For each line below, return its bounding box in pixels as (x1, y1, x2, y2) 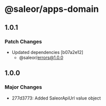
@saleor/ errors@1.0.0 (19, 54, 64, 60)
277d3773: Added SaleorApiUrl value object (11, 95, 101, 101)
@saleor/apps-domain (4, 3, 99, 15)
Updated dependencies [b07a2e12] (11, 49, 83, 55)
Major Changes (4, 84, 42, 91)
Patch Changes (4, 38, 42, 45)
